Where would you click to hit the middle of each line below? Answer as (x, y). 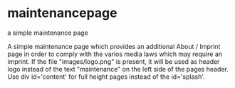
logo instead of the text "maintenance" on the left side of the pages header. (118, 69)
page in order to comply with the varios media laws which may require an (115, 54)
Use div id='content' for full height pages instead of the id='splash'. (106, 77)
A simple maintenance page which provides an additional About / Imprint (114, 46)
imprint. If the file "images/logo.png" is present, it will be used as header (114, 61)
